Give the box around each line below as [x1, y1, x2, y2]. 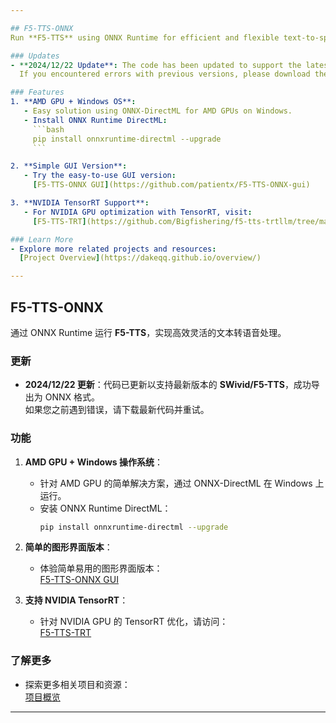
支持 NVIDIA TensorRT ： [24, 594, 129, 606]
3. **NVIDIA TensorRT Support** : [10, 198, 150, 208]
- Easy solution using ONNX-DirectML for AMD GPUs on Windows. [23, 106, 293, 116]
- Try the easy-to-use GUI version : [23, 171, 177, 181]
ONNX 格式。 [44, 391, 101, 403]
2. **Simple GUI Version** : [10, 161, 128, 171]
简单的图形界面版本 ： [24, 541, 113, 553]
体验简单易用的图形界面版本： [39, 562, 163, 575]
